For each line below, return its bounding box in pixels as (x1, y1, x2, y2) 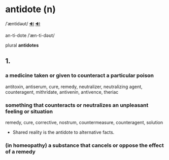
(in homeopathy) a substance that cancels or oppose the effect (5, 142, 164, 149)
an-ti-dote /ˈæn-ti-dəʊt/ (5, 32, 55, 38)
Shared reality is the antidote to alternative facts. (12, 129, 115, 135)
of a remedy (5, 148, 36, 155)
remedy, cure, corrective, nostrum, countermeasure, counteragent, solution (5, 119, 163, 125)
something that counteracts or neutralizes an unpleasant (5, 101, 149, 108)
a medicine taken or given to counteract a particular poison (5, 72, 154, 79)
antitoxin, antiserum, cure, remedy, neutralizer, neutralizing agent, (5, 84, 143, 90)
